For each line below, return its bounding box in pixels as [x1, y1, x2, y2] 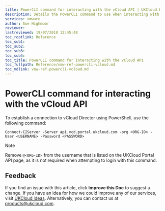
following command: [5, 120, 47, 126]
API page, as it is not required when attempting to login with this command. [5, 157, 157, 163]
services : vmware [5, 16, 41, 21]
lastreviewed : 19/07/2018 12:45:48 [5, 30, 78, 35]
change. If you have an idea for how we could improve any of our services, [5, 190, 157, 196]
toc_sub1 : [5, 39, 26, 44]
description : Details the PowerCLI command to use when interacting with [5, 12, 160, 17]
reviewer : [5, 26, 26, 31]
